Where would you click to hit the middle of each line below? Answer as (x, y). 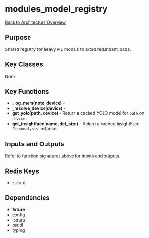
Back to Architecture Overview (36, 22)
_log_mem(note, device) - (38, 103)
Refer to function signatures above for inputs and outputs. (63, 156)
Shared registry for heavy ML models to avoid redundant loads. (68, 49)
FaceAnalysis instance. (35, 129)
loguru (18, 220)
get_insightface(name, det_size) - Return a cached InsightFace (76, 124)
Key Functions (27, 91)
